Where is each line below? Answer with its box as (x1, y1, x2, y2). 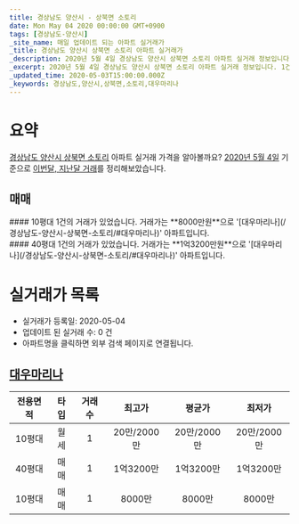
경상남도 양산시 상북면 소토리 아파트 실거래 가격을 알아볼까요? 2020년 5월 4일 (9, 151, 280, 162)
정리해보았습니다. (106, 162, 166, 174)
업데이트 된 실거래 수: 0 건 (21, 327, 113, 338)
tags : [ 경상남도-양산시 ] (9, 29, 89, 38)
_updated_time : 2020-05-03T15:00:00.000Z (9, 71, 166, 80)
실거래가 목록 (9, 284, 100, 305)
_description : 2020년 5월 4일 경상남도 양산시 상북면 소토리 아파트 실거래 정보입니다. (9, 54, 294, 63)
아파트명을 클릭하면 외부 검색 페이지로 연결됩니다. (21, 338, 194, 348)
